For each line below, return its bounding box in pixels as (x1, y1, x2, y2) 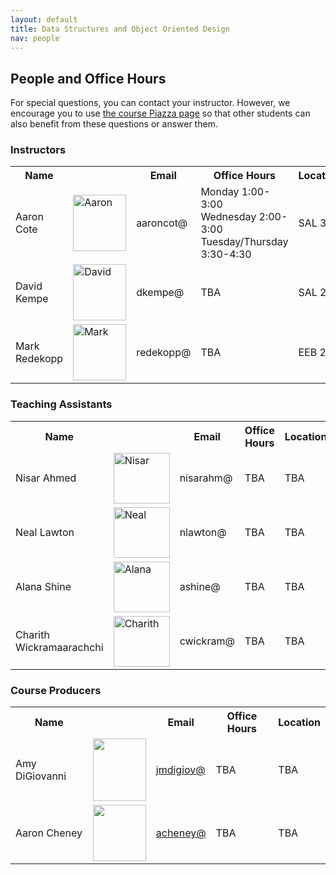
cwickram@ (179, 634, 235, 648)
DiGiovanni (15, 769, 67, 783)
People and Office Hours (10, 70, 167, 87)
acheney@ (155, 826, 207, 840)
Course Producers (10, 683, 102, 697)
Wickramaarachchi (15, 641, 104, 655)
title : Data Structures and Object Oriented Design (10, 24, 230, 34)
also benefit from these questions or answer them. (10, 118, 218, 130)
